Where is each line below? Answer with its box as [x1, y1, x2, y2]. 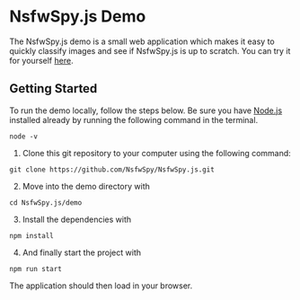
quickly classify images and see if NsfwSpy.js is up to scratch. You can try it [9, 45, 291, 56]
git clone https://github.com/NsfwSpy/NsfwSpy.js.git [9, 164, 216, 174]
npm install [9, 231, 54, 240]
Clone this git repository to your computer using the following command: [22, 147, 292, 158]
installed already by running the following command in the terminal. [9, 114, 259, 125]
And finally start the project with [22, 247, 142, 258]
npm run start [9, 264, 63, 273]
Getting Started [9, 81, 98, 96]
